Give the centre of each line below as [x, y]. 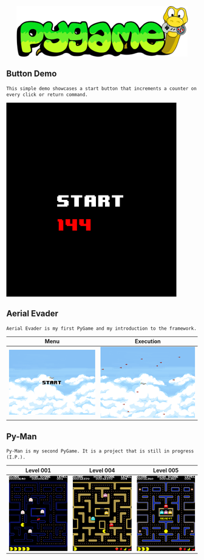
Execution [148, 341]
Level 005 [166, 470]
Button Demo [32, 74]
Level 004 [102, 470]
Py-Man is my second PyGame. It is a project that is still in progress [100, 451]
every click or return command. [47, 94]
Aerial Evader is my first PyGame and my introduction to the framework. [102, 328]
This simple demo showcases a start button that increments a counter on [102, 88]
